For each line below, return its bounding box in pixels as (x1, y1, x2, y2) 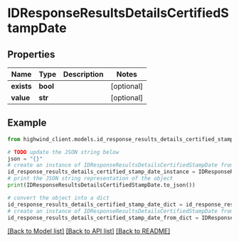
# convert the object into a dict (7, 194, 110, 202)
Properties (7, 48, 55, 60)
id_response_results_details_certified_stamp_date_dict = (7, 201, 183, 208)
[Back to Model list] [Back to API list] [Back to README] (7, 227, 171, 236)
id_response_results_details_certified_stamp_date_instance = (7, 168, 196, 175)
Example (7, 117, 47, 129)
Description (63, 70, 104, 79)
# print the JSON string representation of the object (7, 175, 174, 182)
